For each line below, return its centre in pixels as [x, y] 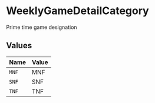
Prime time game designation [42, 27]
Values [19, 46]
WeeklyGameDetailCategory [77, 11]
